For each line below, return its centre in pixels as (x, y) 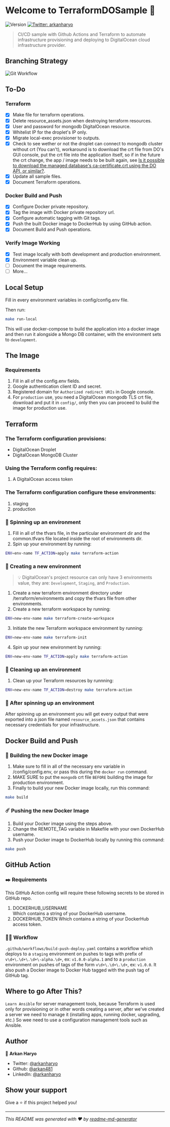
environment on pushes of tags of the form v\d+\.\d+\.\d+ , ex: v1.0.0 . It (81, 965)
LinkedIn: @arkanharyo (37, 1074)
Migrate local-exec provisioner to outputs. (56, 138)
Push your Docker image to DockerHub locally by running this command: (89, 840)
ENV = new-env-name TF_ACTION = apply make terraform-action (67, 656)
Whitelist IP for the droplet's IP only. (50, 132)
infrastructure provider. (42, 45)
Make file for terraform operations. (49, 115)
